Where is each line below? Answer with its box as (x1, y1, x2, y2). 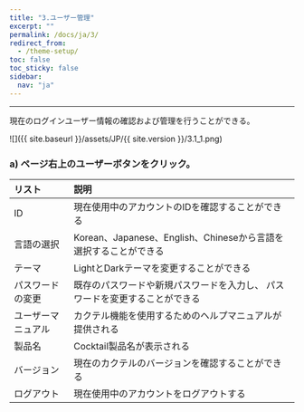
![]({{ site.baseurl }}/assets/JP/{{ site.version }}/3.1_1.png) (9, 133, 223, 144)
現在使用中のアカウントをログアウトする (73, 387, 246, 399)
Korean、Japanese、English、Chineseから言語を (73, 231, 284, 244)
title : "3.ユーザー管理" (9, 13, 95, 23)
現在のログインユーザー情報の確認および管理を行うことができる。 (9, 115, 255, 126)
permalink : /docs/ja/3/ (9, 30, 100, 39)
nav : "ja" (17, 81, 54, 90)
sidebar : (9, 72, 43, 81)
